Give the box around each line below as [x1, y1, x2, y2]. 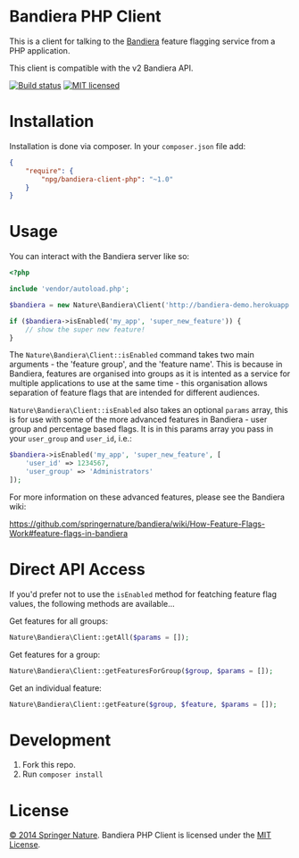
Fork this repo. [21, 760, 76, 770]
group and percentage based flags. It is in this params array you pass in [9, 424, 274, 434]
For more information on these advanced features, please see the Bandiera [9, 492, 286, 502]
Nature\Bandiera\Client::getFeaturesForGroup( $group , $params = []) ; [9, 666, 274, 676]
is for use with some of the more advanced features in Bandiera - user [9, 414, 268, 425]
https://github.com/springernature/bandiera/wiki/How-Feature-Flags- [9, 518, 266, 529]
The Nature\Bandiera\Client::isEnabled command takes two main [9, 349, 254, 360]
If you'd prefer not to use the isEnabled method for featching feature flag [9, 588, 277, 600]
